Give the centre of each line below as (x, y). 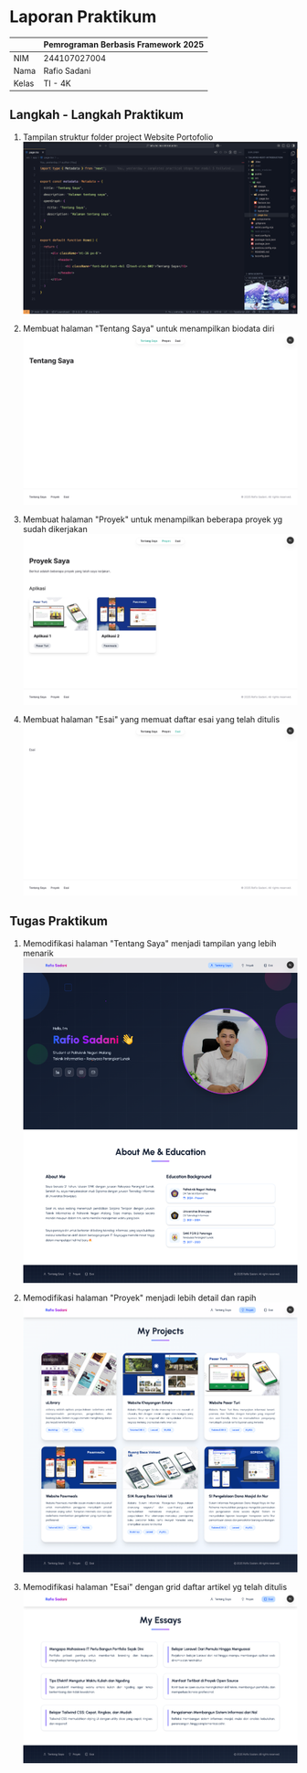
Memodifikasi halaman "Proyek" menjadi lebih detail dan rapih (139, 1298)
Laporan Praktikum (83, 17)
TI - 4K (57, 83)
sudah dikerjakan (55, 529)
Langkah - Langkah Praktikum (97, 115)
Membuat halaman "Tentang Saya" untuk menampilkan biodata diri (148, 328)
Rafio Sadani (67, 70)
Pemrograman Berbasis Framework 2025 (124, 45)
